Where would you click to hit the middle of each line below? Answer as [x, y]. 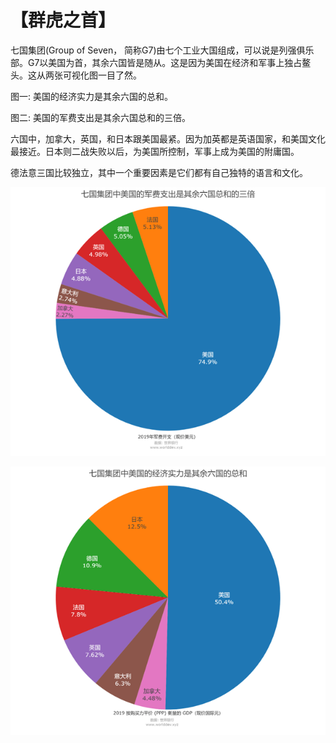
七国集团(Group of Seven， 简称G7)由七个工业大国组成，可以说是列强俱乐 [162, 50]
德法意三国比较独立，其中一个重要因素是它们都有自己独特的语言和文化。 [159, 172]
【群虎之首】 [63, 20]
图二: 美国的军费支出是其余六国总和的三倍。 [100, 117]
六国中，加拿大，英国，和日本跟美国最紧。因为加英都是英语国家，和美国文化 [168, 138]
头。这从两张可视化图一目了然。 [76, 75]
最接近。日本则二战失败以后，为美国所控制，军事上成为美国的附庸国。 [155, 151]
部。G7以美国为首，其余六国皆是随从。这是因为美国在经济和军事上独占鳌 [161, 62]
